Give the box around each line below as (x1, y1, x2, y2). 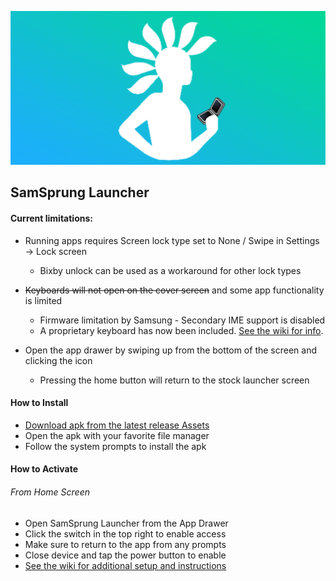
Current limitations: (10, 212, 93, 225)
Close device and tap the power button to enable (24, 549, 227, 561)
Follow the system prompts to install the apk (24, 440, 207, 452)
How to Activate (10, 463, 78, 475)
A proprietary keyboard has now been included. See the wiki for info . (39, 324, 324, 336)
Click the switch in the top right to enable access (24, 527, 227, 540)
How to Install (10, 397, 69, 409)
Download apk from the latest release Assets (24, 419, 210, 431)
